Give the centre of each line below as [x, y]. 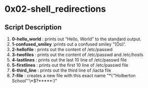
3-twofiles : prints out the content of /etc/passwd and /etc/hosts [77, 55]
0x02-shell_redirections [55, 9]
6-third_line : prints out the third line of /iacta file [61, 70]
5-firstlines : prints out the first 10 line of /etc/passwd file [70, 65]
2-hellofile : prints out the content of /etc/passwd [62, 49]
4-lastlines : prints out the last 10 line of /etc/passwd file [69, 60]
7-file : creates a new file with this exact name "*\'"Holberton [74, 75]
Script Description [33, 27]
